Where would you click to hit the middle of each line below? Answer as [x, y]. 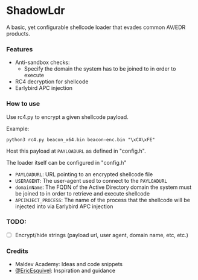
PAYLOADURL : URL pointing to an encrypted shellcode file [84, 174]
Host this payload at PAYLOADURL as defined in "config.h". [76, 151]
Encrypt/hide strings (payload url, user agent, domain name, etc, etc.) [102, 235]
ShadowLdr [36, 11]
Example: [18, 129]
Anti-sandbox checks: [43, 62]
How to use [23, 104]
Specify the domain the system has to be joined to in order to [100, 69]
